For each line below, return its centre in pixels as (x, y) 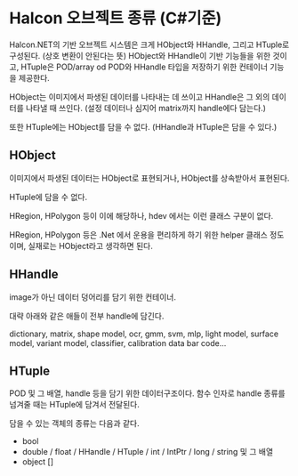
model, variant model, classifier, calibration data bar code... (118, 343)
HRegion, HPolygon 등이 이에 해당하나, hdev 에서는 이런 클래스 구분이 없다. (141, 215)
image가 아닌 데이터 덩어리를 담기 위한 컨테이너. (93, 297)
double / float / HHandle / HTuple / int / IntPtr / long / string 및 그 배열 (148, 452)
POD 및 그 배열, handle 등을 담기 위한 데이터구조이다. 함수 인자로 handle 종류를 (148, 393)
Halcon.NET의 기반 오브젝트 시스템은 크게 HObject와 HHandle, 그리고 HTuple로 (149, 44)
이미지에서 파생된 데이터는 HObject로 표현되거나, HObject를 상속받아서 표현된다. (149, 178)
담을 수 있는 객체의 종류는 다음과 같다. (74, 424)
